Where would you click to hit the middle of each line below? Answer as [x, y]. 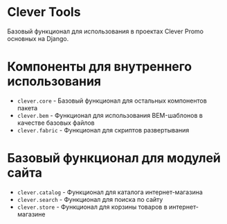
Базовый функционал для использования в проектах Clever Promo [106, 31]
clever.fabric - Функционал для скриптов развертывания [103, 130]
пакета [27, 107]
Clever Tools [44, 12]
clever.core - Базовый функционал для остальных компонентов [112, 101]
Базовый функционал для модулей [114, 158]
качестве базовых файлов [56, 123]
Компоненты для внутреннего [100, 67]
